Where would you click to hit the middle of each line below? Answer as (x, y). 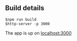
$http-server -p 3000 (28, 24)
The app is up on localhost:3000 (38, 33)
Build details (25, 8)
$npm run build (21, 19)
